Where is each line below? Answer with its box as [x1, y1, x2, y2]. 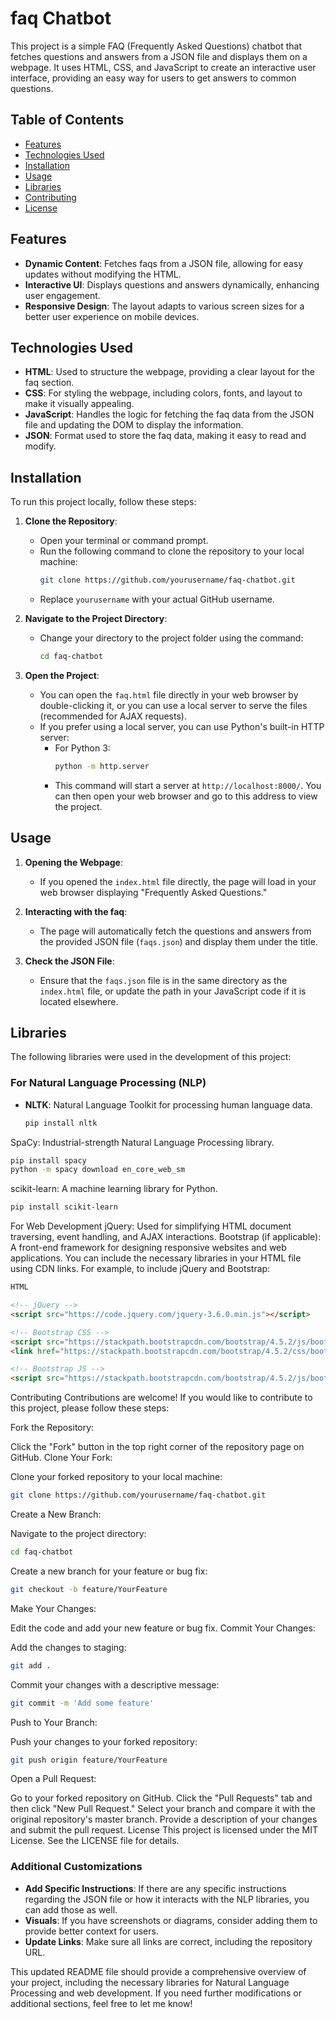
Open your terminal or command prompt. [39, 535, 209, 547]
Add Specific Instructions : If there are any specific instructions [24, 1882, 287, 1894]
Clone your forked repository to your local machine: [10, 1471, 223, 1483]
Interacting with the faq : [24, 905, 128, 917]
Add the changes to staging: [10, 1641, 127, 1653]
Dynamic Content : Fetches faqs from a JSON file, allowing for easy [24, 257, 304, 269]
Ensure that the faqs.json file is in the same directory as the [39, 974, 288, 986]
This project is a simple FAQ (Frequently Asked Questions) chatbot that [10, 40, 303, 52]
